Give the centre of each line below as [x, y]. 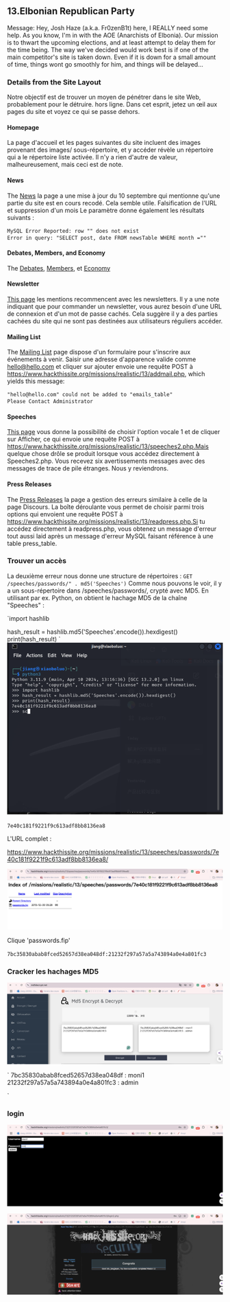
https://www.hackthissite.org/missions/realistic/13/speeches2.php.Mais [108, 446]
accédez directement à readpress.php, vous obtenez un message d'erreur [112, 529]
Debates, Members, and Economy [56, 253]
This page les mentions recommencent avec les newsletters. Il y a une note [113, 299]
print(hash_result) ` [34, 639]
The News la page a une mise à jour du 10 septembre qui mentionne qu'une [114, 196]
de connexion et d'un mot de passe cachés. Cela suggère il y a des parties [112, 313]
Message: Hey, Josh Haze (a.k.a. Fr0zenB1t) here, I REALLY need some [108, 27]
